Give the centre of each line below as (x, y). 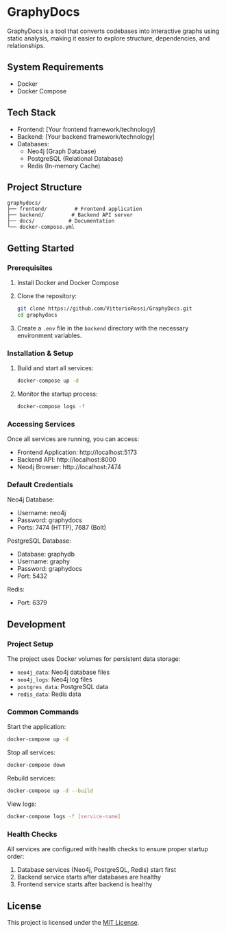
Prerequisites (30, 267)
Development (37, 624)
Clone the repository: (47, 296)
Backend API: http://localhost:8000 (66, 460)
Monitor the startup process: (57, 394)
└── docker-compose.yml (41, 227)
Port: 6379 (32, 603)
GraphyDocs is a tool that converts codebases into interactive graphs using (113, 31)
